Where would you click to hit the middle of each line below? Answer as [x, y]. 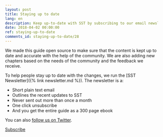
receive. [13, 66]
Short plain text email [33, 90]
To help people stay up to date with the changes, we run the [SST [71, 75]
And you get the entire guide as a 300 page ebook [62, 110]
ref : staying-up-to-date [30, 32]
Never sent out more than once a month [52, 100]
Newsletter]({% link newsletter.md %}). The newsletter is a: [64, 80]
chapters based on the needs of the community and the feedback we [74, 61]
